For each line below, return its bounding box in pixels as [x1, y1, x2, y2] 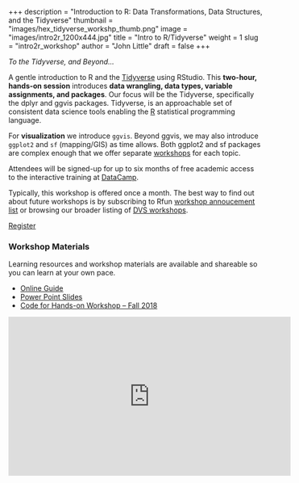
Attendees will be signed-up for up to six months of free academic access [8, 164, 255, 173]
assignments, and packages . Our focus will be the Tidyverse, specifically [8, 90, 255, 99]
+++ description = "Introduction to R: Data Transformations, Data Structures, [8, 7, 263, 16]
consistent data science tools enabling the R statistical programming [8, 107, 235, 116]
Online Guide [19, 283, 64, 293]
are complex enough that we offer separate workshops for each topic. [8, 149, 241, 157]
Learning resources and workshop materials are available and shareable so [8, 259, 258, 269]
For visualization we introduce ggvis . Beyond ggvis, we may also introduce [8, 131, 260, 141]
